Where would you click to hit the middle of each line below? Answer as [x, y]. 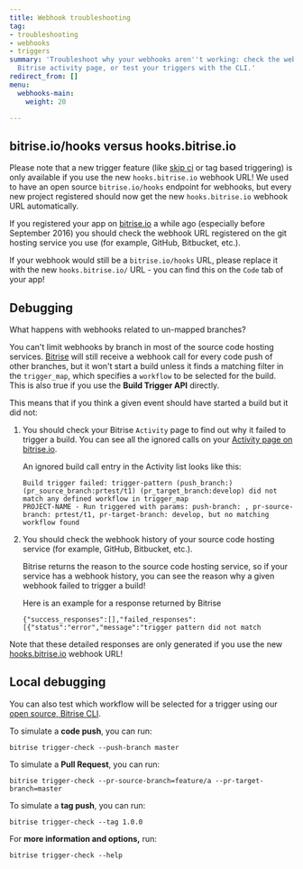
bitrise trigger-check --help [66, 855]
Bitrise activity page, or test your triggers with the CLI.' [137, 69]
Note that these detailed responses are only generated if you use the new [146, 644]
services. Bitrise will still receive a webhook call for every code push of [141, 356]
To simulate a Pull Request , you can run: [85, 764]
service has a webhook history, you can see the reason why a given [148, 576]
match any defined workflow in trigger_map [106, 499]
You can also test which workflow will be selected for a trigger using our [143, 704]
